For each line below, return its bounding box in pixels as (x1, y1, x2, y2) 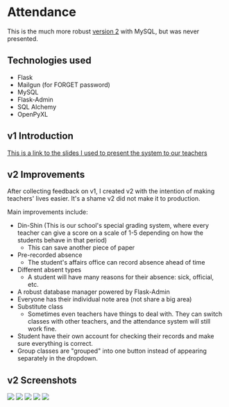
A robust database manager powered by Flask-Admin (17, 288, 170, 296)
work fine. (27, 324, 57, 333)
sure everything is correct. (17, 340, 94, 348)
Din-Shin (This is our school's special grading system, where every (17, 222, 210, 230)
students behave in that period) (17, 236, 108, 244)
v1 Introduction (7, 130, 74, 142)
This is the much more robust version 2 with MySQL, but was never (7, 27, 200, 35)
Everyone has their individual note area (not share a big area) (17, 295, 192, 304)
